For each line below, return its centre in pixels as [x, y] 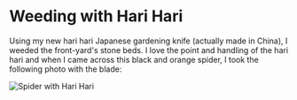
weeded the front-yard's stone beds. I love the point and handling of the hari [149, 50]
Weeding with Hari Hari [96, 16]
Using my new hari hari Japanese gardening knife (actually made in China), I [148, 41]
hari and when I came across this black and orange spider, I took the [134, 59]
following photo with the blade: [66, 69]
